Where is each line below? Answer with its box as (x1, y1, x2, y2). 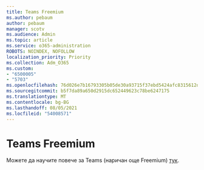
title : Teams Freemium (6, 8, 64, 15)
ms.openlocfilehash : (6, 83, 59, 89)
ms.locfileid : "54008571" (6, 110, 72, 117)
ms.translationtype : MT (6, 93, 67, 100)
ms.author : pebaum (6, 15, 53, 21)
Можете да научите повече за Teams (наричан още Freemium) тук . (6, 157, 180, 164)
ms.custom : (6, 65, 34, 72)
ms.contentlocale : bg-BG (6, 99, 69, 105)
